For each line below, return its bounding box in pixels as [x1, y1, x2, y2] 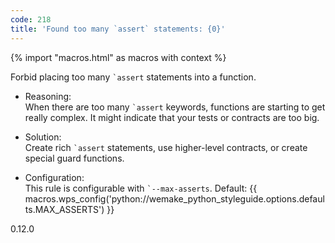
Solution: [24, 131, 62, 143]
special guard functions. [24, 152, 125, 164]
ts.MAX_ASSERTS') [24, 203, 105, 215]
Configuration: [24, 171, 85, 183]
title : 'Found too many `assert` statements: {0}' [10, 24, 226, 34]
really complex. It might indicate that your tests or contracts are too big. [24, 111, 320, 123]
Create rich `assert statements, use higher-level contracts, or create [24, 141, 308, 153]
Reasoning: [24, 90, 72, 102]
